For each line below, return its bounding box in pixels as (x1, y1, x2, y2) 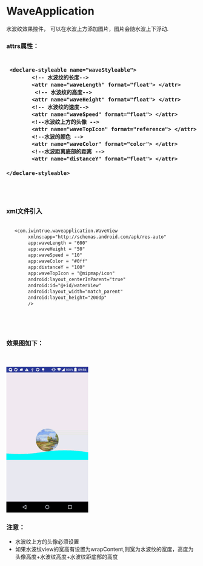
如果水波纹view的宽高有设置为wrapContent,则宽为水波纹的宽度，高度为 (15, 545, 194, 553)
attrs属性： (6, 41, 39, 50)
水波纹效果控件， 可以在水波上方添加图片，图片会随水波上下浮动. (6, 25, 168, 32)
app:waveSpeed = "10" (28, 252, 83, 259)
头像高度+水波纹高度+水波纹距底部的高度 (15, 553, 118, 561)
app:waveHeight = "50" (28, 246, 85, 253)
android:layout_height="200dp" (28, 295, 107, 301)
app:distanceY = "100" (28, 264, 85, 271)
